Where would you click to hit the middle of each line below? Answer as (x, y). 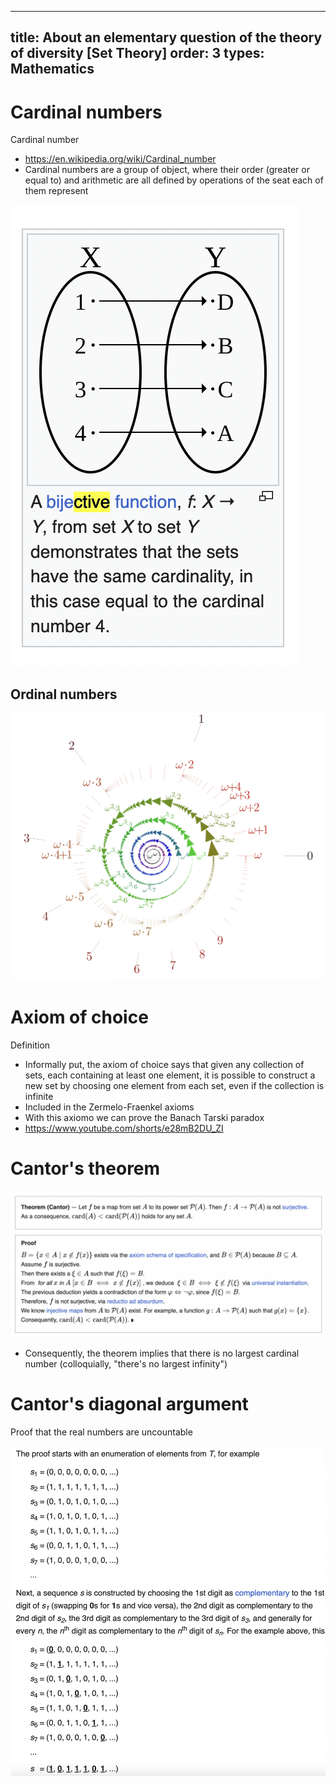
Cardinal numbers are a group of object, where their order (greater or (167, 170)
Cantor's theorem (85, 1168)
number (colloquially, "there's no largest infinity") (126, 1364)
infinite (39, 1096)
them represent (56, 191)
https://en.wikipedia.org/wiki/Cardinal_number (120, 159)
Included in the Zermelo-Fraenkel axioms (109, 1107)
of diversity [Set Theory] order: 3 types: (137, 53)
